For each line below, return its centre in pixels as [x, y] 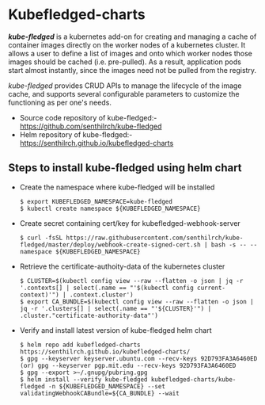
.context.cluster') [102, 295]
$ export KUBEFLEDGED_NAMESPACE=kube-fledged [96, 201]
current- [211, 288]
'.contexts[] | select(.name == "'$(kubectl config [106, 288]
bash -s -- [229, 245]
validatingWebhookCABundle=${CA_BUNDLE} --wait [99, 393]
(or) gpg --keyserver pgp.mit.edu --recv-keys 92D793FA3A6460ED [128, 365]
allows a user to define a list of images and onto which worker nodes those [131, 53]
